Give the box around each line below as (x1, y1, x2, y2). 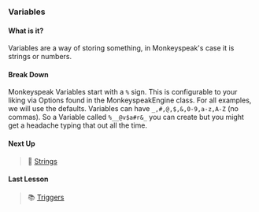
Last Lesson (8, 174, 49, 184)
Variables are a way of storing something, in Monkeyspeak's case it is (8, 43, 235, 53)
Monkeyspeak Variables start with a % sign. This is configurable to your (8, 87, 238, 97)
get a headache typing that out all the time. (8, 121, 148, 130)
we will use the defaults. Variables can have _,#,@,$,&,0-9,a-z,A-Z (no (8, 104, 239, 113)
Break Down (8, 69, 49, 79)
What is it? (8, 26, 44, 35)
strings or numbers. (8, 52, 72, 61)
